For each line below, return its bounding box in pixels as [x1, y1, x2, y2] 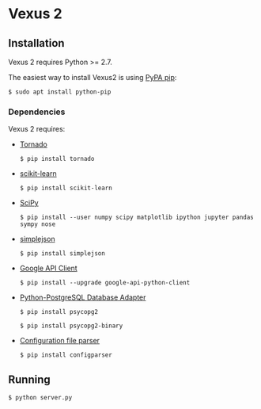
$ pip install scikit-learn [19, 184, 112, 193]
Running [8, 373, 51, 386]
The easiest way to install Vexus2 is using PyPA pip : [8, 73, 177, 82]
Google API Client [19, 263, 78, 273]
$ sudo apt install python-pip [8, 88, 112, 96]
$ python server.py [8, 394, 73, 402]
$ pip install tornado [19, 155, 95, 163]
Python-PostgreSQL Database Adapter [19, 292, 146, 302]
